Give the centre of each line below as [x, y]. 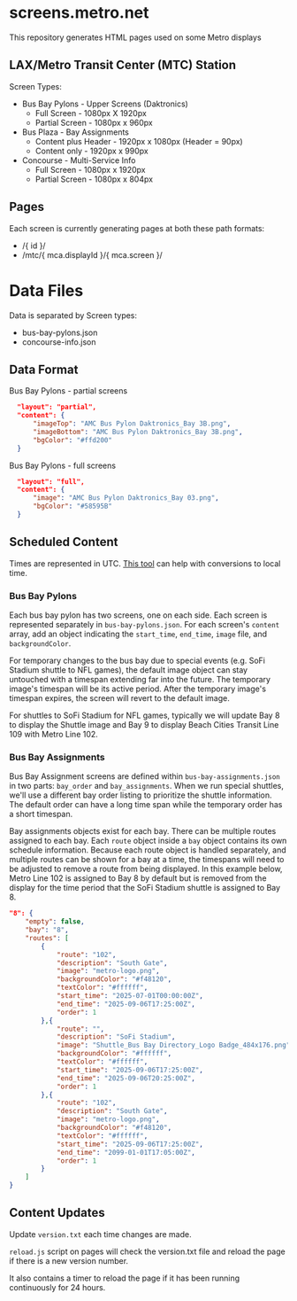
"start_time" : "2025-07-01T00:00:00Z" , [129, 996]
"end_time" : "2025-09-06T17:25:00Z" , [126, 1004]
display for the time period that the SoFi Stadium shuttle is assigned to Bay [145, 888]
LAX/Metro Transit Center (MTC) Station [123, 65]
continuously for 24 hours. [57, 1287]
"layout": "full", [51, 481]
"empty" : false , [55, 922]
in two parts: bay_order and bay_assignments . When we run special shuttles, [147, 786]
